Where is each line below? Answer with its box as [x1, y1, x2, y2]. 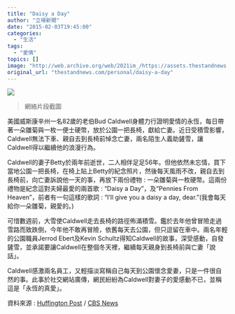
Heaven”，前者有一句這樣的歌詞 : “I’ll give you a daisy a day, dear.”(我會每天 [7, 193, 227, 201]
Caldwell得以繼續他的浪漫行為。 [7, 143, 100, 151]
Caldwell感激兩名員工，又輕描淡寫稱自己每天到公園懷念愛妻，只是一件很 [7, 266, 216, 275]
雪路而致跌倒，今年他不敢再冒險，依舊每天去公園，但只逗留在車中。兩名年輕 [7, 225, 228, 234]
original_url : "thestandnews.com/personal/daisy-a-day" [7, 69, 173, 76]
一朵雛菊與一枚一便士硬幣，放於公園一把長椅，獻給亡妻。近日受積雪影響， [13, 125, 228, 134]
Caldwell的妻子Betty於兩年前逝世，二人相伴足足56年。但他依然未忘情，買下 [7, 158, 226, 166]
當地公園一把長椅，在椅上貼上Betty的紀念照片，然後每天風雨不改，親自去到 [7, 166, 225, 175]
